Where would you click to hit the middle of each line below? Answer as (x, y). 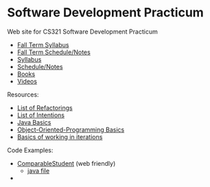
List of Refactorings (45, 108)
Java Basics (34, 122)
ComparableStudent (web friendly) (66, 163)
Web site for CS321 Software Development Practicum (82, 32)
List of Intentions (41, 115)
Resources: (23, 95)
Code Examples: (30, 150)
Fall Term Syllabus (43, 45)
